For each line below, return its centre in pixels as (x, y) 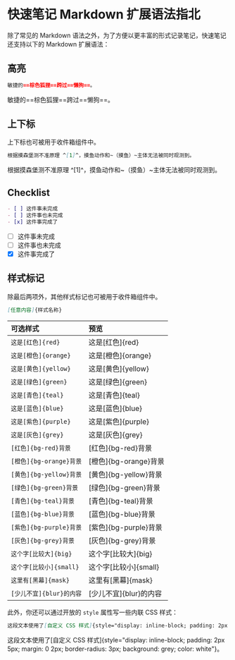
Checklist (29, 192)
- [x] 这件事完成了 (33, 222)
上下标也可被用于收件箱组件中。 (53, 142)
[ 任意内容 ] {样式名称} (34, 310)
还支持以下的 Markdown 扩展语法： (58, 44)
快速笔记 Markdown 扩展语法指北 (104, 14)
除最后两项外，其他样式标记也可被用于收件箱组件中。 (84, 296)
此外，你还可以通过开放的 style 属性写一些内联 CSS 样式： (93, 612)
